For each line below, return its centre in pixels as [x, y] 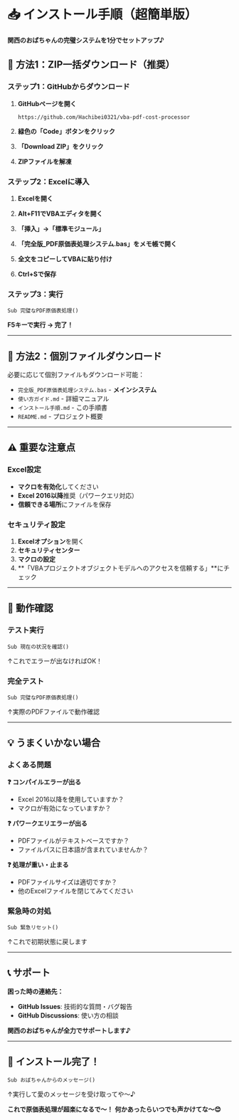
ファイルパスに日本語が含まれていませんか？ [83, 849]
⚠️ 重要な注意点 [42, 448]
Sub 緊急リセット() [33, 927]
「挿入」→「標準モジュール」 [61, 228]
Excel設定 [24, 470]
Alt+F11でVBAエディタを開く [60, 213]
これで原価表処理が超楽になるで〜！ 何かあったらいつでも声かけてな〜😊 [115, 1109]
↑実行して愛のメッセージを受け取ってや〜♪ [71, 1094]
